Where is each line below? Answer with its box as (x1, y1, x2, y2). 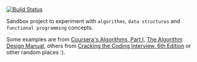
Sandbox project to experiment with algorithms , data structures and (6, 18, 180, 24)
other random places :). (6, 49, 65, 56)
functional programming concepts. (6, 24, 94, 31)
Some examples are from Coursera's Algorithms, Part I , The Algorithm (6, 36, 183, 43)
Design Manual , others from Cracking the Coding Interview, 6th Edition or (6, 43, 191, 49)
